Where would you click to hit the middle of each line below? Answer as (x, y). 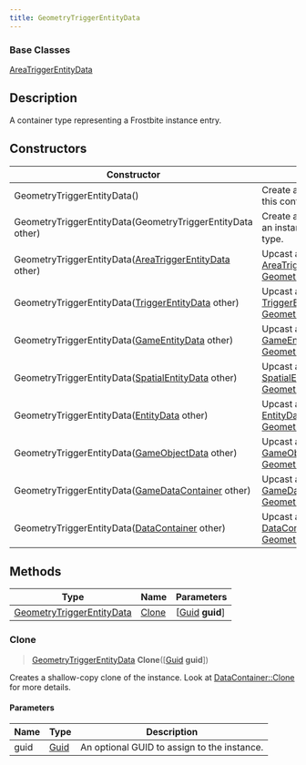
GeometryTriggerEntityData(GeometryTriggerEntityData (133, 221)
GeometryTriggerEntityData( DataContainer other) (120, 527)
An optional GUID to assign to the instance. (172, 747)
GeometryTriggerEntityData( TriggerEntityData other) (127, 302)
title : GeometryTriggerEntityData (75, 18)
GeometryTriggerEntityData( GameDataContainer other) (133, 490)
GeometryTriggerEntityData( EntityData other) (111, 415)
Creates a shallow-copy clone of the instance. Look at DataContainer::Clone (152, 677)
